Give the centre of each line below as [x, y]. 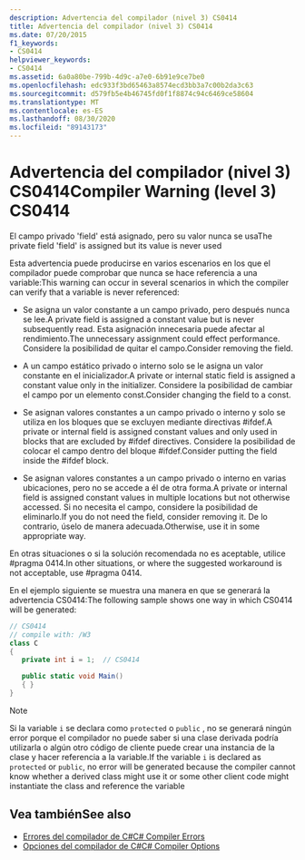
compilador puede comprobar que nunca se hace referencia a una [133, 272]
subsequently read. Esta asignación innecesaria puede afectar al [143, 328]
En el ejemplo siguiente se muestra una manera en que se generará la [140, 590]
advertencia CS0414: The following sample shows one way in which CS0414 [151, 600]
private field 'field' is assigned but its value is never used [116, 245]
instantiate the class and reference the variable [97, 786]
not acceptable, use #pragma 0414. [76, 572]
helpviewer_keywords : [50, 60]
